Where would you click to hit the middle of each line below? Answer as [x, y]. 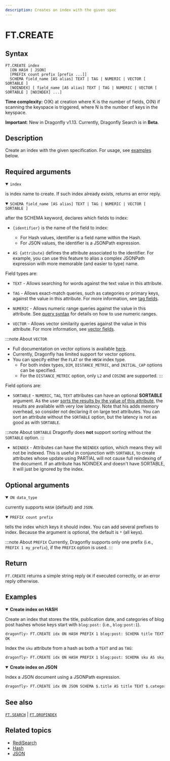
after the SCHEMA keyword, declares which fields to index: [67, 218]
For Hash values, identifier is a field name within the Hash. [81, 238]
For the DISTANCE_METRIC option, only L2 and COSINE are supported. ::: [91, 376]
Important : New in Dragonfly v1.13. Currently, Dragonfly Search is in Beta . [82, 122]
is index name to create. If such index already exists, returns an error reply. [83, 194]
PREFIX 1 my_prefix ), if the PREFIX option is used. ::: [59, 548]
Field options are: [23, 386]
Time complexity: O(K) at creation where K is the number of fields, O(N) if [83, 102]
